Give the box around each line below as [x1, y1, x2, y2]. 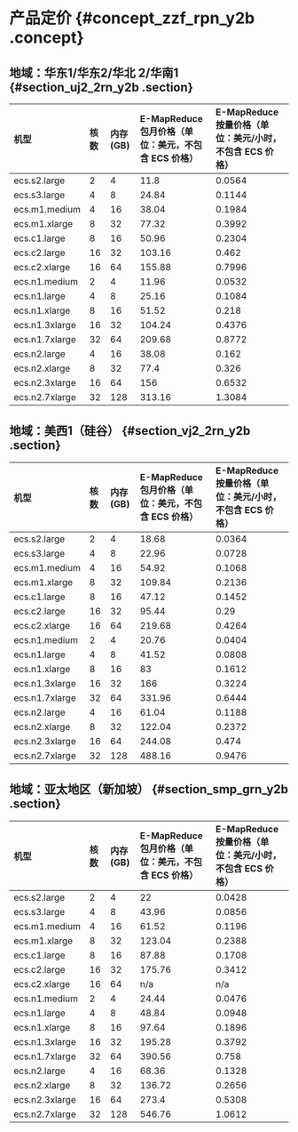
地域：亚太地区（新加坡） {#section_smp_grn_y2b [9, 782, 289, 797]
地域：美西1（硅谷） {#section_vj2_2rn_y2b [9, 423, 251, 438]
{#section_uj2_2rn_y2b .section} [9, 79, 193, 94]
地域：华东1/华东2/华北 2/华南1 [9, 65, 179, 80]
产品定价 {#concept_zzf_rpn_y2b [9, 8, 255, 28]
